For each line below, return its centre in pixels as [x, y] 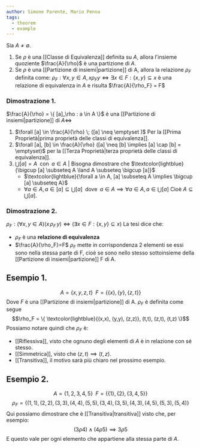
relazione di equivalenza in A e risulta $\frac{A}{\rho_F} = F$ [90, 85]
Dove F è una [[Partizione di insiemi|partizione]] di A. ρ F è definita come [95, 302]
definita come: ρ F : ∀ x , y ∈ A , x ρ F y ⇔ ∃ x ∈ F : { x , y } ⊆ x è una [93, 78]
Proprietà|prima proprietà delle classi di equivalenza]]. [82, 138]
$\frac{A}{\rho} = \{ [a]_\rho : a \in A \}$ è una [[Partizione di [81, 114]
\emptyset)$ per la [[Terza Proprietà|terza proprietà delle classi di [96, 151]
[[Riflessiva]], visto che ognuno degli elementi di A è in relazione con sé [103, 341]
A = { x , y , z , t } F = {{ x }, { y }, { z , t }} [101, 292]
